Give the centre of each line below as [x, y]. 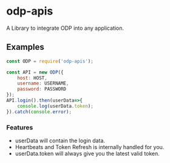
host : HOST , [32, 78]
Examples [25, 47]
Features [20, 127]
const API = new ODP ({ [35, 72]
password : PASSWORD [42, 89]
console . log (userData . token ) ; [56, 106]
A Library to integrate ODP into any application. [65, 28]
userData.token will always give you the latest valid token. [87, 153]
